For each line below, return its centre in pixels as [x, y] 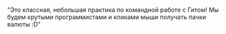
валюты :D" [24, 24]
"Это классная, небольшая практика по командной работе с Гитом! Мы [113, 10]
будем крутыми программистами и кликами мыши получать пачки [107, 17]
